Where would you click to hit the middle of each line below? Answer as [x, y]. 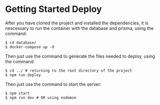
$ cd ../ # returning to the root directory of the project [69, 71]
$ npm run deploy [23, 75]
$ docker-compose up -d [30, 47]
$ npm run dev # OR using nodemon [41, 98]
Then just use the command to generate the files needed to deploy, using [80, 56]
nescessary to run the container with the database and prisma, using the [80, 28]
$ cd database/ [21, 43]
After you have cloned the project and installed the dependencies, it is [77, 23]
